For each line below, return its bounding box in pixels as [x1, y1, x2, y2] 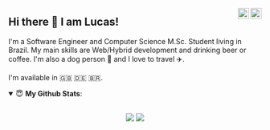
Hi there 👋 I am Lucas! [8, 15, 119, 29]
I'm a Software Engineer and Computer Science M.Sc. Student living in [8, 36, 243, 46]
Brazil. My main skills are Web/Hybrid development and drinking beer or [8, 45, 247, 55]
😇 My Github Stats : [15, 88, 83, 98]
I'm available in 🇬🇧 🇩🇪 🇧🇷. [8, 72, 104, 82]
